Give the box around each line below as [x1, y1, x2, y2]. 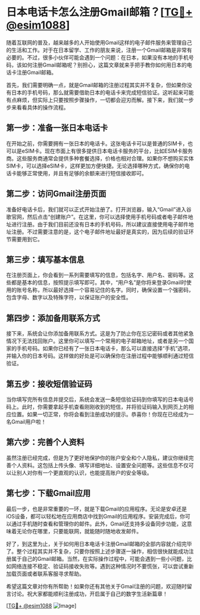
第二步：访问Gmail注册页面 [6, 189, 107, 199]
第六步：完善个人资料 [6, 437, 85, 448]
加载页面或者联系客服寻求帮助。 [6, 570, 85, 577]
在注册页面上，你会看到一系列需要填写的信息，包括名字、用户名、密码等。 [6, 272, 189, 279]
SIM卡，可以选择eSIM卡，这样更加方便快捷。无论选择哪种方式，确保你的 [6, 162, 185, 169]
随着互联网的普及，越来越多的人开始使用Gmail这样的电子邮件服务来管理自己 [6, 39, 192, 46]
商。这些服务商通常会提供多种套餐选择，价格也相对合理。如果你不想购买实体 [6, 154, 194, 161]
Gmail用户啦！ [11, 418, 46, 425]
